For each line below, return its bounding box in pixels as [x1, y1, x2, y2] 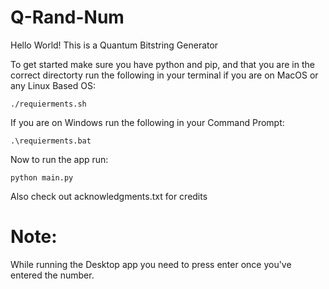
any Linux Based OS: [10, 79, 96, 91]
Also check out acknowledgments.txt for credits [10, 190, 208, 202]
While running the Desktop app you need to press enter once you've [10, 258, 292, 270]
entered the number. [10, 269, 95, 281]
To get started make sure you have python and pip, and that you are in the [10, 58, 315, 70]
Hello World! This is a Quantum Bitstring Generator [10, 39, 219, 51]
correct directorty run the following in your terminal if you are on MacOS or [10, 69, 319, 81]
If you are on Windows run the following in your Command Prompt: [10, 116, 285, 128]
